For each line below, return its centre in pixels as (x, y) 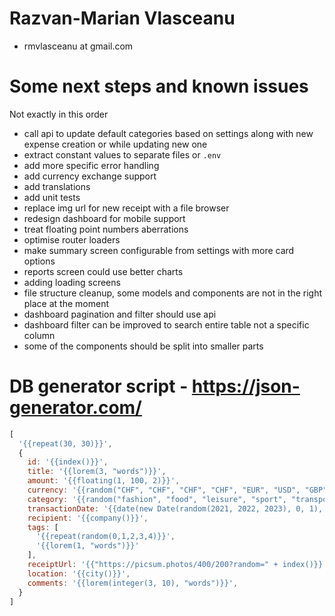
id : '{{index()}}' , (68, 462)
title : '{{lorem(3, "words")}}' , (97, 472)
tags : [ (43, 527)
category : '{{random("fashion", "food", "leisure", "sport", (157, 499)
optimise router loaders (72, 239)
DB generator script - (99, 386)
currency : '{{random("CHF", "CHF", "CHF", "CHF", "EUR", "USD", (164, 490)
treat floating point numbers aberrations (106, 229)
